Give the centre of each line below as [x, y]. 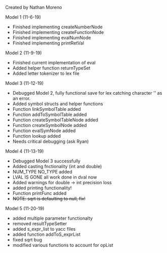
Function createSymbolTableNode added [55, 120]
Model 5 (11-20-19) [25, 208]
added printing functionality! [42, 188]
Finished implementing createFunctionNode [58, 32]
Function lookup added [37, 136]
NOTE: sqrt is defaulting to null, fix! [49, 199]
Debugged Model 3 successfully [47, 161]
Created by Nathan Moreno [34, 7]
